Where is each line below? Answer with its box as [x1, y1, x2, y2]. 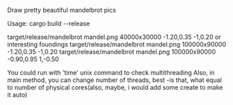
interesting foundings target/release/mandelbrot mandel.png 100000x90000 [7, 40, 227, 48]
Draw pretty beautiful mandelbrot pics [7, 6, 116, 14]
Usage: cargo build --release [7, 19, 90, 27]
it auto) [7, 90, 28, 99]
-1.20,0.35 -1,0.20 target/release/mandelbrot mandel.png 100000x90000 [7, 48, 216, 56]
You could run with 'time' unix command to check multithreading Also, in [7, 69, 215, 76]
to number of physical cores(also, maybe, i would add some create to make [7, 83, 223, 91]
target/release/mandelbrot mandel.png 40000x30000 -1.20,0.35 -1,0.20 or [7, 33, 221, 41]
